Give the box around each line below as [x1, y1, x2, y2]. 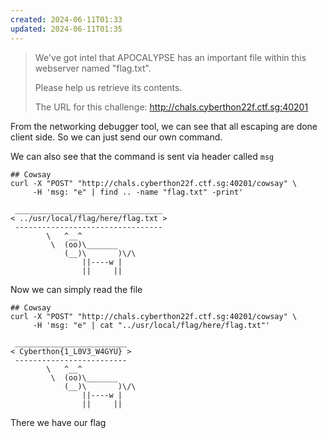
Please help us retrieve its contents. [34, 81, 183, 93]
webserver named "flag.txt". [34, 62, 152, 74]
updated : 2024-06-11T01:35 [10, 24, 123, 34]
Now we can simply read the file [10, 283, 143, 295]
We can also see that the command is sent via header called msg [10, 150, 275, 162]
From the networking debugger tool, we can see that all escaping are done [10, 120, 318, 132]
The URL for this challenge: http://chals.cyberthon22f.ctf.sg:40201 [34, 101, 309, 113]
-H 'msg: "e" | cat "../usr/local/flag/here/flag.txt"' [32, 320, 271, 330]
